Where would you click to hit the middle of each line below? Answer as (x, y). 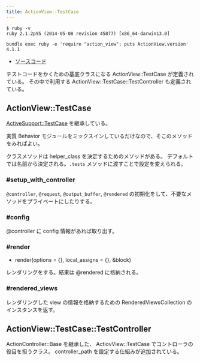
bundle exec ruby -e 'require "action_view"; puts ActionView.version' (97, 44)
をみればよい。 (25, 144)
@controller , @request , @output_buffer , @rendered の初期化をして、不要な (96, 193)
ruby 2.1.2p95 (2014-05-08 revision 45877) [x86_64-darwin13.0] (88, 34)
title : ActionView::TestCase (43, 12)
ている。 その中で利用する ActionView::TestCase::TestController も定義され (99, 81)
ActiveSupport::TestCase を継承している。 (59, 123)
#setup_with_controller (41, 180)
